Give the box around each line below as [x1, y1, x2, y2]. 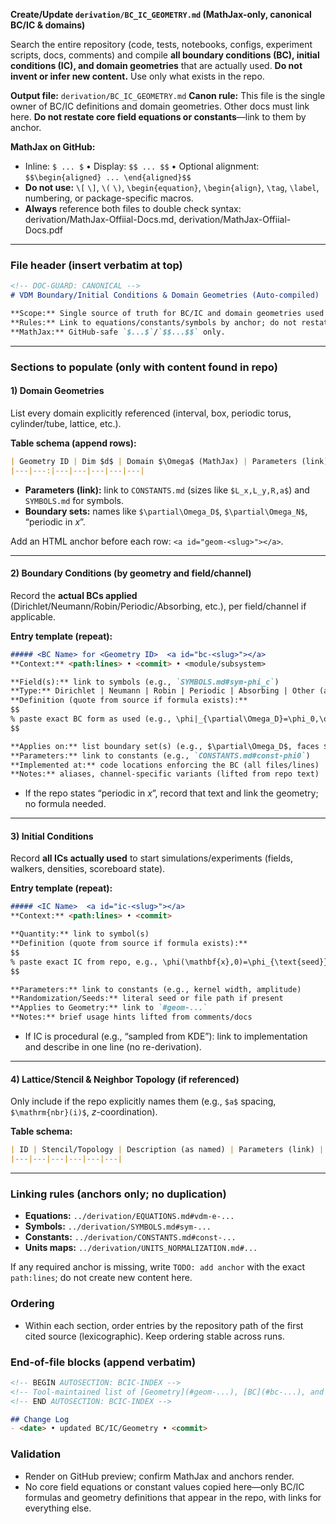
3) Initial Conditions [10, 830, 94, 842]
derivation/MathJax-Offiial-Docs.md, [24, 214, 177, 225]
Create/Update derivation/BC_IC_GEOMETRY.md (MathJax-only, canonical [10, 9, 312, 20]
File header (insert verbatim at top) [10, 258, 183, 272]
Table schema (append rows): [10, 437, 137, 449]
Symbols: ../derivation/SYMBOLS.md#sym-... [24, 1220, 212, 1233]
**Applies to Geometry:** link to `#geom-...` [10, 1003, 208, 1013]
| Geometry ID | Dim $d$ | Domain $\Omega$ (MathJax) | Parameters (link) [10, 456, 329, 466]
